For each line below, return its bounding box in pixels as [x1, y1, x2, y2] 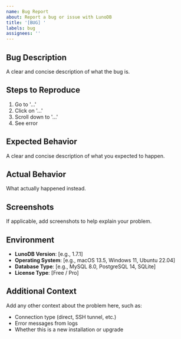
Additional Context [6, 287, 77, 297]
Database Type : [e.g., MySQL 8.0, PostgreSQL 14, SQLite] [14, 263, 156, 270]
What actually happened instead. [6, 185, 87, 192]
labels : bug [6, 25, 35, 31]
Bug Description [6, 52, 67, 62]
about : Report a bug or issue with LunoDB [6, 14, 112, 20]
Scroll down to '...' [14, 113, 58, 120]
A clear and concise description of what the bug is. [6, 68, 130, 75]
